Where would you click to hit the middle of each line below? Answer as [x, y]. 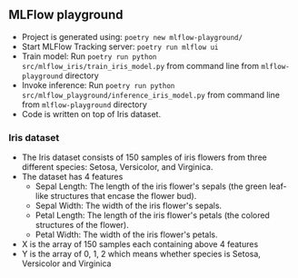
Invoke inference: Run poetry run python [98, 84]
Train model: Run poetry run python [89, 56]
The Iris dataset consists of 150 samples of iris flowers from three [144, 157]
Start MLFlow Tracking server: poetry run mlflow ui [120, 46]
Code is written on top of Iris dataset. [91, 114]
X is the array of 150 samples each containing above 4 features [140, 244]
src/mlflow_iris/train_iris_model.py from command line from [140, 65]
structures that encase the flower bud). [124, 196]
